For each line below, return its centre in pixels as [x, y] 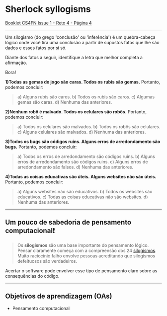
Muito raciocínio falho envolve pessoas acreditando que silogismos [86, 256]
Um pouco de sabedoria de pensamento [68, 222]
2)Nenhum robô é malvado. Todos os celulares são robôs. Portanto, [76, 112]
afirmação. [16, 63]
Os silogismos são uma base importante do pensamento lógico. [83, 245]
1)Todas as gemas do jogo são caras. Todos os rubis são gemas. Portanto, [83, 82]
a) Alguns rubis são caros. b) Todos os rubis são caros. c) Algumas [86, 97]
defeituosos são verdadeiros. [47, 261]
